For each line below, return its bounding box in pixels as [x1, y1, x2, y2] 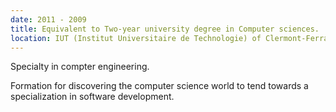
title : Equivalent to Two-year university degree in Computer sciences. [10, 24, 320, 34]
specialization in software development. [10, 91, 175, 103]
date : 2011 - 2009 [10, 14, 87, 25]
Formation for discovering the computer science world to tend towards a [10, 80, 309, 92]
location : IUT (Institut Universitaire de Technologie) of [10, 33, 262, 43]
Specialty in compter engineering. [10, 61, 150, 73]
